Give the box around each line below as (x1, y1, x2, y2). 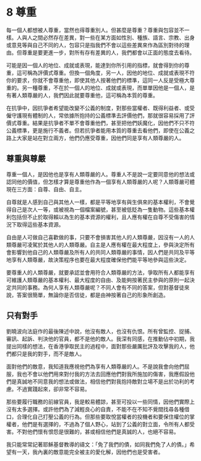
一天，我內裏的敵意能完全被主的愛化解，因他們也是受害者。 (16, 448, 163, 456)
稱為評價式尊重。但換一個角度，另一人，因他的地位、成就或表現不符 (26, 69, 195, 76)
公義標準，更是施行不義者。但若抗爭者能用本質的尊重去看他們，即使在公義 (6, 126, 190, 134)
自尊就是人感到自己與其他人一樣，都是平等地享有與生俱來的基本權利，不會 (6, 198, 190, 206)
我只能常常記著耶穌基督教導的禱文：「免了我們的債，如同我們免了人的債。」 (6, 441, 190, 448)
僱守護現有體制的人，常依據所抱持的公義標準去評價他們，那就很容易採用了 (6, 112, 190, 119)
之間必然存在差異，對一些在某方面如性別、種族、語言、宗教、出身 (32, 34, 195, 41)
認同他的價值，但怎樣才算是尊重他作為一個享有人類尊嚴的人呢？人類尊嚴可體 (6, 178, 195, 185)
